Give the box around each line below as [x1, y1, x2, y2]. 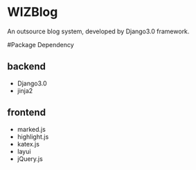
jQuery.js [17, 154, 43, 163]
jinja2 [17, 86, 33, 94]
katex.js [17, 139, 40, 148]
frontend [7, 107, 46, 119]
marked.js [17, 125, 46, 133]
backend [7, 60, 46, 73]
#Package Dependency [7, 40, 74, 49]
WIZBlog [7, 4, 58, 20]
